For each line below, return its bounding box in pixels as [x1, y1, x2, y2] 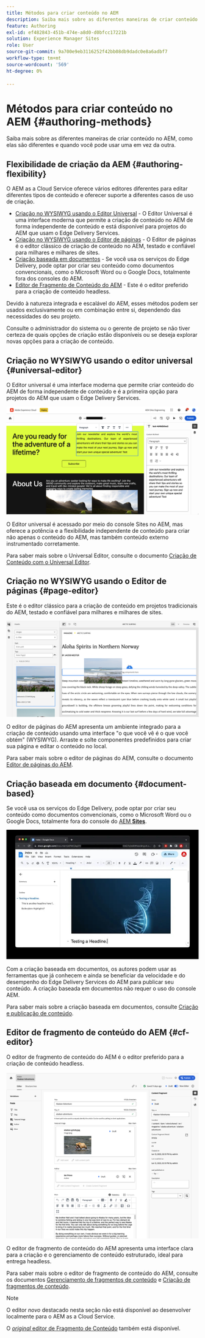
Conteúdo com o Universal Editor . [6, 558, 91, 566]
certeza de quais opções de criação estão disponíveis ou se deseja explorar [6, 331, 198, 339]
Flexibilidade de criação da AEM [6, 159, 131, 170]
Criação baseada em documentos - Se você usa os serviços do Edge [15, 255, 190, 263]
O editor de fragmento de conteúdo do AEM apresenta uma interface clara [6, 1244, 193, 1252]
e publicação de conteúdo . [6, 1010, 74, 1017]
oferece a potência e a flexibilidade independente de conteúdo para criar [6, 527, 190, 534]
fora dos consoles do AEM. [15, 275, 84, 282]
